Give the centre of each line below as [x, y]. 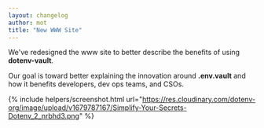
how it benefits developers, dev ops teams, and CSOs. [96, 84]
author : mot [27, 23]
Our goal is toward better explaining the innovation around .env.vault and [127, 76]
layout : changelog [38, 15]
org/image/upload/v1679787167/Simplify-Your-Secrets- [97, 108]
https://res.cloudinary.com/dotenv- [199, 100]
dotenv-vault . [31, 60]
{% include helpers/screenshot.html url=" [75, 100]
